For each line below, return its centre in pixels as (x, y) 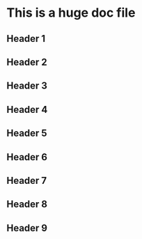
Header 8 (27, 205)
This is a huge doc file (71, 13)
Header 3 (27, 86)
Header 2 (27, 62)
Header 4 (27, 109)
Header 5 (27, 133)
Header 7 (27, 180)
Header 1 (26, 39)
